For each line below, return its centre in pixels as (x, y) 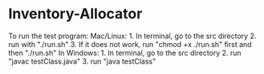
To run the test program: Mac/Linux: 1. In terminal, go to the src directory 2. (132, 36)
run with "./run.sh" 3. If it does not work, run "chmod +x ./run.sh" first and (130, 44)
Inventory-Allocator (75, 14)
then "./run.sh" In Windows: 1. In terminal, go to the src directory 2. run (125, 53)
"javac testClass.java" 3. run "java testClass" (82, 61)
